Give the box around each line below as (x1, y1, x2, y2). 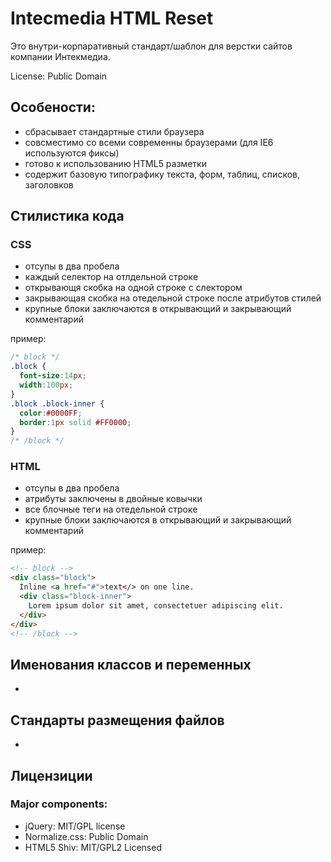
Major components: (10, 797, 108, 811)
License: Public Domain (10, 70, 108, 82)
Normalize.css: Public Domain (24, 830, 149, 842)
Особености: (10, 99, 96, 116)
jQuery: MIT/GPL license (24, 820, 126, 832)
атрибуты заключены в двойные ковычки (24, 493, 203, 505)
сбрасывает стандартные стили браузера (24, 125, 205, 137)
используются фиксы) (24, 147, 120, 159)
